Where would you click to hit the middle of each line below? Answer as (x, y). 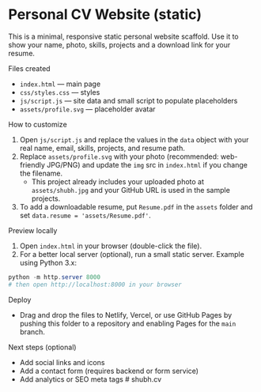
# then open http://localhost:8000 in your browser (95, 285)
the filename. (41, 173)
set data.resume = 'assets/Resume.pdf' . (85, 215)
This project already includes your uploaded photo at (117, 181)
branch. (32, 332)
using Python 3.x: (48, 262)
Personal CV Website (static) (105, 15)
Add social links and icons (62, 362)
